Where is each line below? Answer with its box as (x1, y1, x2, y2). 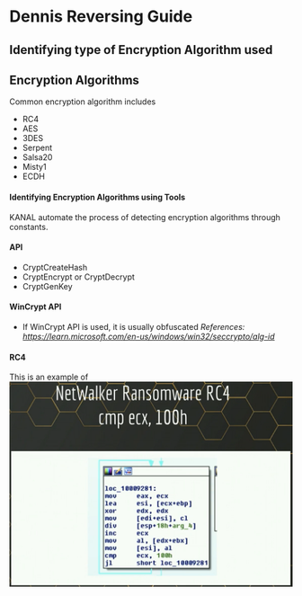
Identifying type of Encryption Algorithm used (9, 42, 273, 58)
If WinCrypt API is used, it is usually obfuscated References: (22, 322, 245, 332)
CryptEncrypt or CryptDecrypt (22, 271, 135, 282)
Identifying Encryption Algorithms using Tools (9, 191, 186, 202)
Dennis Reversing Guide (9, 6, 193, 27)
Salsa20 (22, 152, 53, 163)
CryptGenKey (22, 280, 74, 291)
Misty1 (22, 162, 47, 173)
